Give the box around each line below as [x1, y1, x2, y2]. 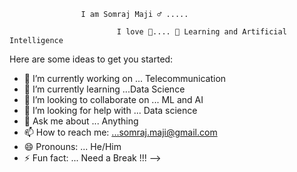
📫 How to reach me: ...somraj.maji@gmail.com [23, 126, 218, 138]
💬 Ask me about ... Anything [23, 115, 139, 127]
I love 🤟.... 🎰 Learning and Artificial [116, 27, 287, 37]
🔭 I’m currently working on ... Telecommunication [23, 73, 227, 84]
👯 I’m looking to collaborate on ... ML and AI [23, 94, 204, 105]
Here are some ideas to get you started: [9, 53, 174, 65]
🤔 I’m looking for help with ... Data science [23, 105, 198, 116]
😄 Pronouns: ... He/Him [23, 141, 122, 152]
